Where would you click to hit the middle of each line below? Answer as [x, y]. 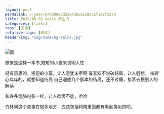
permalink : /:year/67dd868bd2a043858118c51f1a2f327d [61, 14]
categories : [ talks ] [26, 24]
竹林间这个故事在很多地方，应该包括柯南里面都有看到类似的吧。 [70, 107]
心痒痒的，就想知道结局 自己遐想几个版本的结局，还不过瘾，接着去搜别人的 [82, 79]
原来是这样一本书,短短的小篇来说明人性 [45, 62]
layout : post [19, 10]
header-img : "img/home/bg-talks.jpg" [44, 38]
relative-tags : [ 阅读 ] [28, 33]
